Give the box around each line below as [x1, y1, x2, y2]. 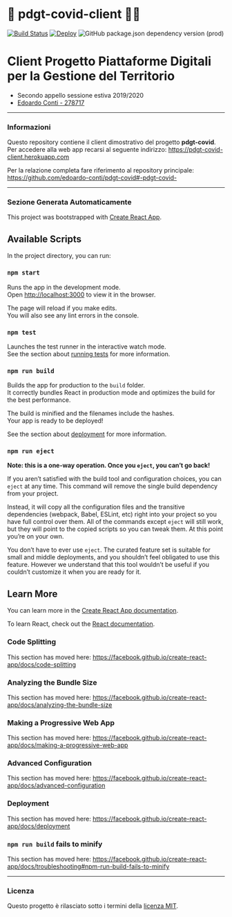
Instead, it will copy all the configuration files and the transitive [7, 503, 185, 512]
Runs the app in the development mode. [7, 283, 121, 291]
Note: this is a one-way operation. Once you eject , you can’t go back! [7, 461, 211, 470]
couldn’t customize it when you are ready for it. [7, 568, 142, 576]
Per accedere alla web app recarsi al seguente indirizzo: [7, 146, 167, 154]
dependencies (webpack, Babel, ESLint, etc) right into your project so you [7, 510, 217, 518]
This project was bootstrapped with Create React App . [7, 213, 162, 221]
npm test [7, 329, 37, 336]
